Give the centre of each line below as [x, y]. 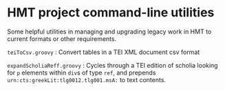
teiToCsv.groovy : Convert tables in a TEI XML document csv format [104, 52]
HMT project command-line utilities [111, 13]
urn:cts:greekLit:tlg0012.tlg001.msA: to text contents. [87, 79]
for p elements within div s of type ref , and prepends [82, 73]
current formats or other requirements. [62, 38]
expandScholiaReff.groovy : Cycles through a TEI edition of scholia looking [112, 65]
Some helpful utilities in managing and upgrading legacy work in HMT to [109, 31]
